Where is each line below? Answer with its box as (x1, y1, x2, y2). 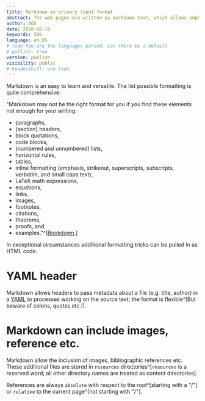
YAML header (6, 269, 77, 283)
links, (15, 190, 29, 198)
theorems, (15, 216, 41, 223)
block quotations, (15, 132, 59, 139)
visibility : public (6, 60, 56, 66)
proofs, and (15, 223, 45, 230)
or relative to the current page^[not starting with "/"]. (6, 388, 142, 396)
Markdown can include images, (6, 323, 169, 338)
